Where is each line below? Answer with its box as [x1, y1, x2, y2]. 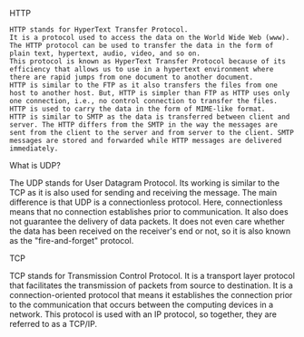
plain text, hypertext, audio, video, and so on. [9, 49, 201, 58]
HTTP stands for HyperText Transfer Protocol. [9, 25, 189, 34]
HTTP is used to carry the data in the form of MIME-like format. [9, 104, 266, 113]
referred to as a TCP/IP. [9, 319, 98, 329]
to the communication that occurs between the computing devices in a [9, 299, 274, 310]
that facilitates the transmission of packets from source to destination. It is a [9, 280, 293, 291]
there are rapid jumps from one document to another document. [9, 72, 254, 82]
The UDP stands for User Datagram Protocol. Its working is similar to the [9, 178, 279, 188]
